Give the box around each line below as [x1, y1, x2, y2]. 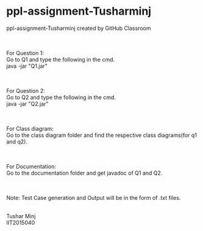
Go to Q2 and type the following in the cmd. [6, 94, 116, 101]
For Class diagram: [6, 125, 54, 132]
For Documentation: [6, 163, 56, 170]
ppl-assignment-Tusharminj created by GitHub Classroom [6, 24, 151, 32]
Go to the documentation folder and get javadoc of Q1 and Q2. [6, 169, 163, 177]
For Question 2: [6, 87, 45, 94]
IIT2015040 [6, 219, 35, 226]
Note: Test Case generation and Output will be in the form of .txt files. [6, 194, 181, 201]
